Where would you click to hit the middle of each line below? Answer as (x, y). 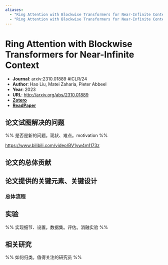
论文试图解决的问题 (35, 122)
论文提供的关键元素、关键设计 (51, 181)
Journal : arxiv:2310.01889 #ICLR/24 (50, 79)
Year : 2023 (24, 89)
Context (22, 65)
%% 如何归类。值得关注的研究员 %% (43, 257)
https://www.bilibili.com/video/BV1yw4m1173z (52, 145)
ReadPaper (24, 105)
